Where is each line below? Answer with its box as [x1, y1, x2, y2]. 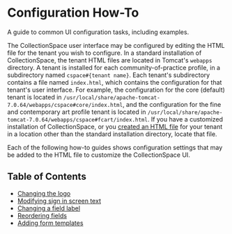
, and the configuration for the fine [122, 100, 222, 108]
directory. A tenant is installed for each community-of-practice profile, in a [7, 63, 221, 72]
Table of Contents [7, 171, 87, 183]
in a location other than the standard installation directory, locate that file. [7, 130, 217, 138]
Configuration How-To [7, 5, 139, 21]
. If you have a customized [147, 115, 224, 123]
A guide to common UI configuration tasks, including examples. [7, 28, 190, 36]
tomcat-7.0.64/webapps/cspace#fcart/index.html [7, 116, 148, 123]
